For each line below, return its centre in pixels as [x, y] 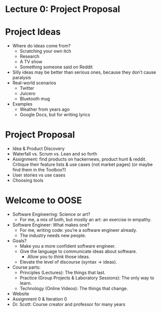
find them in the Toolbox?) [39, 170]
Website [21, 294]
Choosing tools [28, 180]
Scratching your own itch [45, 51]
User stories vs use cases [39, 175]
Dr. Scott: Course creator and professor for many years [69, 304]
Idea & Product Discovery [39, 149]
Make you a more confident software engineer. [68, 246]
